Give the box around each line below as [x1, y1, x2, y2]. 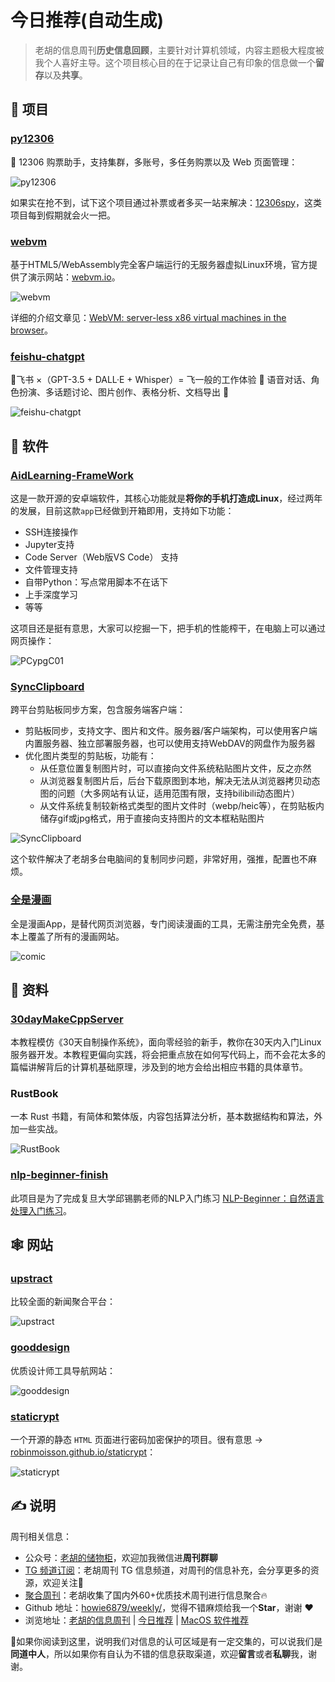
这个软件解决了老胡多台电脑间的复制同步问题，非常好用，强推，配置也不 [10, 853, 308, 865]
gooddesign [10, 1341, 70, 1355]
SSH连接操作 [24, 526, 79, 538]
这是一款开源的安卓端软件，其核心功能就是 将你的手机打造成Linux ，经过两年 [10, 492, 323, 504]
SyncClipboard [10, 679, 85, 693]
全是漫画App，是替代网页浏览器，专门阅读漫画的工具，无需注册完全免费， [10, 917, 317, 930]
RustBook [10, 1087, 59, 1101]
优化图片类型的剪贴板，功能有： [24, 750, 157, 762]
